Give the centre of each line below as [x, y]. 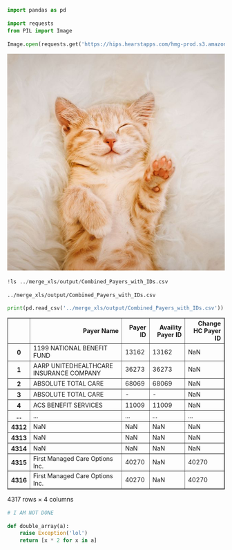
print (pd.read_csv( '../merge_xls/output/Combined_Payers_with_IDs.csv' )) [116, 308]
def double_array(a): [38, 526]
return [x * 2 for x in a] [58, 541]
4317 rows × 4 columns [40, 499]
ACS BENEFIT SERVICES [68, 405]
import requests [30, 23]
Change [209, 323]
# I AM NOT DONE [30, 513]
